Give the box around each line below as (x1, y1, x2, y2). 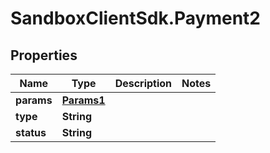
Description (114, 77, 173, 90)
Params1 (61, 93, 106, 107)
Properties (10, 47, 78, 64)
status (15, 126, 47, 139)
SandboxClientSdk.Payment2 (10, 7, 261, 30)
